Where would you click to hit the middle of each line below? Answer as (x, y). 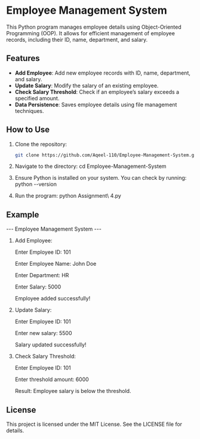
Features (23, 58)
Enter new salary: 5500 (43, 333)
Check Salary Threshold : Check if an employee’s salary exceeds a (97, 92)
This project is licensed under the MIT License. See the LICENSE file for (94, 424)
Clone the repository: (41, 144)
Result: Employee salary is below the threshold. (73, 391)
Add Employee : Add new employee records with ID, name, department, (103, 73)
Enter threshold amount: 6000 (52, 379)
